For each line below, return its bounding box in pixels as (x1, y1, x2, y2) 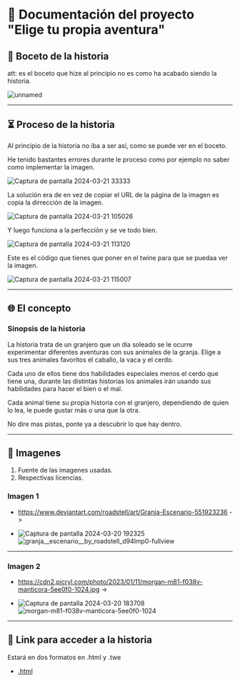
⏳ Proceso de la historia (7, 119, 116, 131)
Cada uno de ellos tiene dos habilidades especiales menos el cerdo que (7, 369, 219, 377)
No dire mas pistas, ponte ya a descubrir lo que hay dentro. (7, 420, 182, 428)
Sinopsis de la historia (7, 324, 86, 334)
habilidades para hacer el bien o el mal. (7, 384, 123, 392)
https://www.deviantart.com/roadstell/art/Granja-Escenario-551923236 (17, 508, 228, 516)
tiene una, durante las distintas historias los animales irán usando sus (7, 377, 211, 385)
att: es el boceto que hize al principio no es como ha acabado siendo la (7, 69, 217, 77)
